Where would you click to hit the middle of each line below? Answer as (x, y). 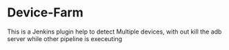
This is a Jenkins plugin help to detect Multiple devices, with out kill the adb (114, 32)
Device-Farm (46, 13)
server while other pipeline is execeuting (65, 38)
